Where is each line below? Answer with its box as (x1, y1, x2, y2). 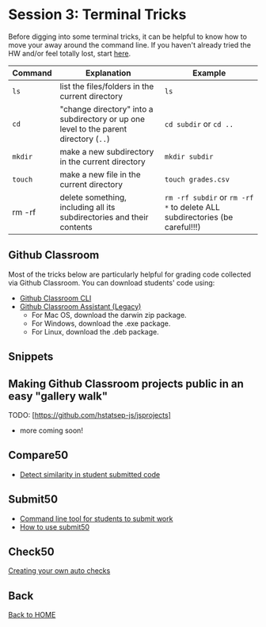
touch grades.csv (165, 174, 230, 184)
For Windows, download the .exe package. (31, 319, 171, 328)
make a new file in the (59, 169, 141, 180)
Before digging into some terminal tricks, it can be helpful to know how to (8, 32, 248, 41)
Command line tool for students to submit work (19, 514, 173, 523)
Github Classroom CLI (19, 293, 92, 303)
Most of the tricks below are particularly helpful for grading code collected (8, 270, 252, 279)
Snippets (8, 350, 54, 364)
